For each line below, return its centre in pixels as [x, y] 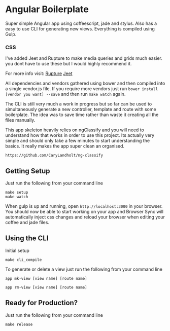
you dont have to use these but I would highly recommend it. [69, 64]
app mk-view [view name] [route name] [46, 278]
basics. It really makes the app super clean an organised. [65, 146]
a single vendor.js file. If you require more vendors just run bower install [82, 89]
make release [19, 324]
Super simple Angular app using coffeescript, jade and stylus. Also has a [81, 23]
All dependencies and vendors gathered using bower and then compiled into [85, 83]
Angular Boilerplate [47, 9]
